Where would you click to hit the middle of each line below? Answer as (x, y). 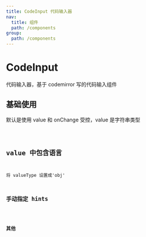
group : (14, 33)
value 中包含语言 (34, 153)
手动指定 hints (27, 199)
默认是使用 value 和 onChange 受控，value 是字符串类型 (73, 120)
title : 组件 (25, 22)
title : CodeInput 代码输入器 (39, 11)
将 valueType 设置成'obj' (36, 176)
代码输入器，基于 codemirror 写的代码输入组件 (62, 84)
